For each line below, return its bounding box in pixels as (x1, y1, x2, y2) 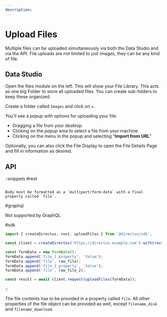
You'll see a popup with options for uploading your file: (5, 113, 117, 119)
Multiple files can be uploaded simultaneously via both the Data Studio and (5, 45, 159, 51)
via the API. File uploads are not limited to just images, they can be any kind (5, 50, 160, 56)
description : (5, 7, 32, 12)
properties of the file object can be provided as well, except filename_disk (5, 301, 158, 307)
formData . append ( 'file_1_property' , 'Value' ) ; (5, 254, 103, 259)
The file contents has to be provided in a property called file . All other (5, 296, 150, 302)
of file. (5, 56, 18, 62)
